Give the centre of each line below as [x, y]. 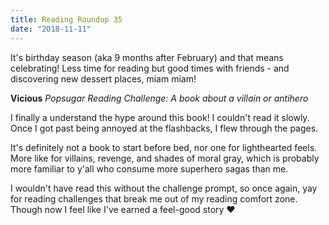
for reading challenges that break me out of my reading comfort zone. [154, 198]
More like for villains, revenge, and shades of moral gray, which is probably [165, 158]
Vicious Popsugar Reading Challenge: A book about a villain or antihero [159, 98]
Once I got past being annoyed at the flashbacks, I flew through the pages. [164, 128]
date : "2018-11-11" [51, 29]
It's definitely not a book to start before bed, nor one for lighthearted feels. [164, 147]
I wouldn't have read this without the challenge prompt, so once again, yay [164, 188]
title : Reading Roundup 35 [66, 19]
